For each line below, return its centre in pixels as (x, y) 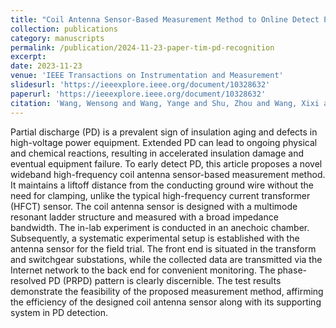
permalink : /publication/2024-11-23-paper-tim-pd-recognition (142, 47)
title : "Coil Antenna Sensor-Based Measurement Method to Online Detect (165, 19)
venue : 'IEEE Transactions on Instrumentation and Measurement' (147, 76)
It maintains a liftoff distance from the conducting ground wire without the (162, 185)
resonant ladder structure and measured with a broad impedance (144, 217)
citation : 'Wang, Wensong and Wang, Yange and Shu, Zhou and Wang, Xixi (165, 103)
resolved (28, 280)
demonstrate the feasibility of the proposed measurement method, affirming (167, 291)
